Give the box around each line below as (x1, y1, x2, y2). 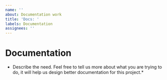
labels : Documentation (5, 21, 53, 26)
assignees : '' (5, 26, 35, 31)
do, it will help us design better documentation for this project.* (12, 69, 144, 75)
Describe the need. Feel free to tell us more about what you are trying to (12, 64, 162, 70)
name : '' (5, 7, 24, 12)
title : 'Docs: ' (5, 16, 39, 21)
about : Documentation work (5, 12, 62, 17)
